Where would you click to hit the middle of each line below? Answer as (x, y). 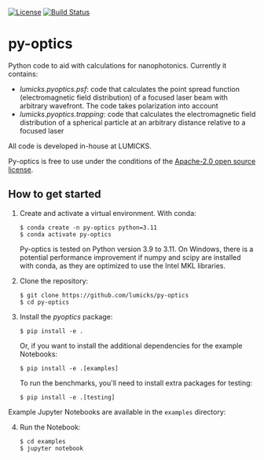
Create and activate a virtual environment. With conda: (108, 213)
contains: (23, 74)
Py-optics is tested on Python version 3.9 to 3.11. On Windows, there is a (136, 249)
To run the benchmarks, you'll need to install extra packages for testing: (136, 383)
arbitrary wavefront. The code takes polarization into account (119, 105)
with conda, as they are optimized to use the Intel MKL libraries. (123, 265)
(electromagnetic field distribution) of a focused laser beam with (123, 97)
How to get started (55, 194)
